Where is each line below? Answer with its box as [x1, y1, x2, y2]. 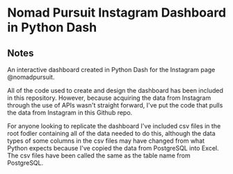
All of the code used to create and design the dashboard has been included [7, 87, 224, 94]
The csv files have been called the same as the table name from [7, 151, 191, 159]
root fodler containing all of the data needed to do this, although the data [7, 130, 216, 137]
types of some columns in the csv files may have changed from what [7, 137, 205, 145]
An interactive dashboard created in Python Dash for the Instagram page [7, 66, 216, 73]
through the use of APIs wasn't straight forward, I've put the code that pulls [7, 101, 223, 109]
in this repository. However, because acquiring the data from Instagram [7, 94, 211, 102]
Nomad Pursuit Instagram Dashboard [7, 5, 227, 21]
